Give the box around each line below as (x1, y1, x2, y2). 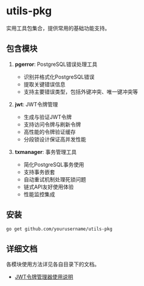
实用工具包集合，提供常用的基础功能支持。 (6, 24, 110, 32)
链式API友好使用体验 (23, 183, 74, 190)
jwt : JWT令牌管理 (14, 100, 58, 108)
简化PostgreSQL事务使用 (23, 161, 85, 168)
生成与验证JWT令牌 (23, 113, 72, 120)
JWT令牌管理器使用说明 (14, 274, 73, 281)
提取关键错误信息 (23, 80, 66, 87)
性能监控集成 (23, 190, 55, 197)
